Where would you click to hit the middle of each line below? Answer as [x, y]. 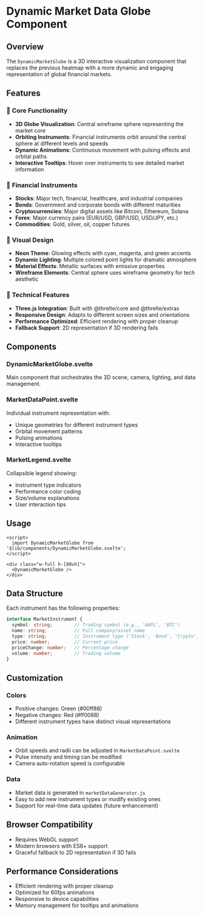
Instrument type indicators [48, 485]
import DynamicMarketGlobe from [53, 543]
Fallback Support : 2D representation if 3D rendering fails [87, 328]
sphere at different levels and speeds [61, 143]
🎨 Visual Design [30, 240]
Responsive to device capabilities [57, 899]
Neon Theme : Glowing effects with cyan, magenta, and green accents [103, 253]
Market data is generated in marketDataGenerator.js [80, 793]
